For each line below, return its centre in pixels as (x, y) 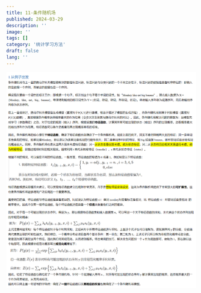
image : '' (19, 32)
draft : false (23, 51)
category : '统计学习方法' (36, 45)
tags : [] (17, 38)
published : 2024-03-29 (35, 19)
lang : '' (17, 57)
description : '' (26, 25)
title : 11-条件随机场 (31, 13)
